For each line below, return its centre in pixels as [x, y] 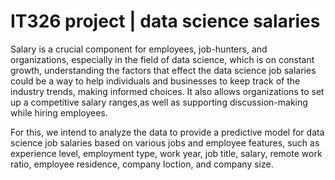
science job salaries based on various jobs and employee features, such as [165, 142]
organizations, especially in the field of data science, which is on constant [162, 59]
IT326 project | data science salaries [165, 21]
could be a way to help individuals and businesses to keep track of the [155, 81]
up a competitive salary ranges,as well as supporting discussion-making [159, 102]
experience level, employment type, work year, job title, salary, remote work [166, 153]
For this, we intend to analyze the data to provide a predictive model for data [167, 132]
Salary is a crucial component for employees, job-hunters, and [139, 49]
